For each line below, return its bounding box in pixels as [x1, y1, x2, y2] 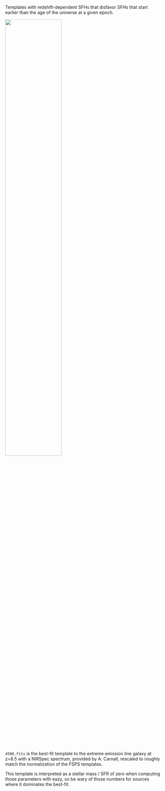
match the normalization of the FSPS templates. [5, 761, 103, 767]
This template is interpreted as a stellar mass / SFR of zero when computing [5, 771, 161, 777]
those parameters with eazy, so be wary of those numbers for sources [5, 776, 150, 782]
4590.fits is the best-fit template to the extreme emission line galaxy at [5, 751, 152, 756]
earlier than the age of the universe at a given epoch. [5, 9, 114, 15]
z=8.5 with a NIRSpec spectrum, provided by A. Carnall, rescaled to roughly [5, 756, 161, 762]
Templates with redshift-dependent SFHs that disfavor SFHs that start [5, 4, 148, 10]
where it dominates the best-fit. [5, 782, 70, 787]
